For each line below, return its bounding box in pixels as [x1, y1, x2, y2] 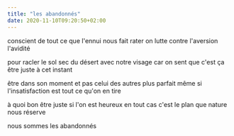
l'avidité [7, 44, 30, 52]
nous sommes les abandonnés [7, 121, 97, 130]
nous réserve [7, 108, 46, 116]
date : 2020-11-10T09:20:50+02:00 [7, 17, 106, 24]
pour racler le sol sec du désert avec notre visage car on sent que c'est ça [7, 57, 225, 66]
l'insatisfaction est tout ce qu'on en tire [7, 86, 122, 95]
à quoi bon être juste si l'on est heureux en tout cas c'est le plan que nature [7, 100, 228, 108]
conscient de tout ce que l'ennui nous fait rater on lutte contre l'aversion [7, 36, 218, 45]
